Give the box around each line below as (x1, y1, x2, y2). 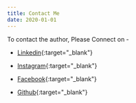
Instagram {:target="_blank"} (16, 61, 98, 70)
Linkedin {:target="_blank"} (16, 48, 93, 57)
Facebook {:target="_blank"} (16, 74, 98, 83)
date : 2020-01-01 (7, 16, 57, 23)
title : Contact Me (7, 10, 60, 17)
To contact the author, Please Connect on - (7, 35, 129, 43)
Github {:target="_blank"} (16, 88, 88, 96)
